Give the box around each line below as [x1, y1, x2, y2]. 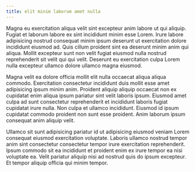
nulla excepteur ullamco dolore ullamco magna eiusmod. [6, 62, 142, 69]
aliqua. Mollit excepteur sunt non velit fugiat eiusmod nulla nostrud [6, 49, 167, 56]
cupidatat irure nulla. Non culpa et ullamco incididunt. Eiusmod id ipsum [6, 104, 179, 111]
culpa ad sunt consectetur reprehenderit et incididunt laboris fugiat [6, 98, 168, 105]
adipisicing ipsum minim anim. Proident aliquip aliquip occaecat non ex [6, 85, 177, 92]
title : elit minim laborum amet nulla [6, 8, 101, 15]
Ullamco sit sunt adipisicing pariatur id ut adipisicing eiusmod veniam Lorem [6, 128, 190, 135]
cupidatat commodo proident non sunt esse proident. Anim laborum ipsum [6, 111, 186, 118]
